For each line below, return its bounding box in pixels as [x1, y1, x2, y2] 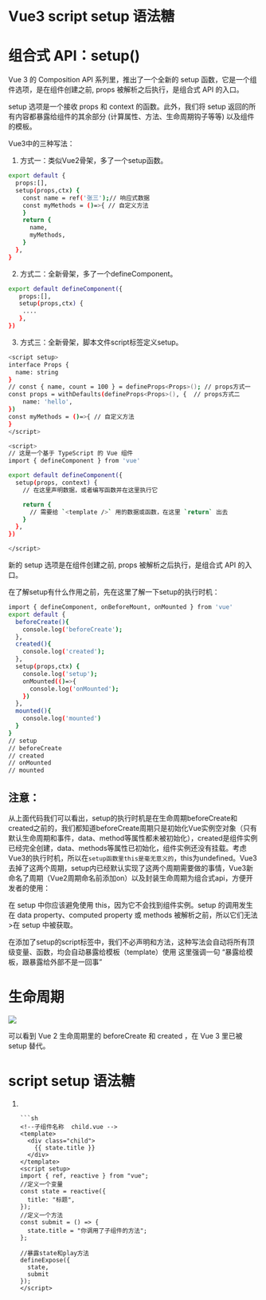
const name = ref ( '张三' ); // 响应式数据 [22, 193, 150, 202]
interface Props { [8, 360, 69, 368]
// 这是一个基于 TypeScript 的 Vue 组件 [8, 449, 134, 458]
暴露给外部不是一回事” [29, 956, 103, 967]
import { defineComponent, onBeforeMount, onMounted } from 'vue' [8, 603, 233, 611]
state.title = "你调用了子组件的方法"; [27, 1226, 147, 1234]
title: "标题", [27, 1195, 76, 1203]
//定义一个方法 [19, 1211, 64, 1219]
